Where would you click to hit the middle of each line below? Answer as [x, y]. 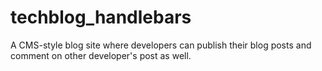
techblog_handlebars [101, 17]
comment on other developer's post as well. [101, 55]
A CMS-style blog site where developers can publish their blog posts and [161, 45]
